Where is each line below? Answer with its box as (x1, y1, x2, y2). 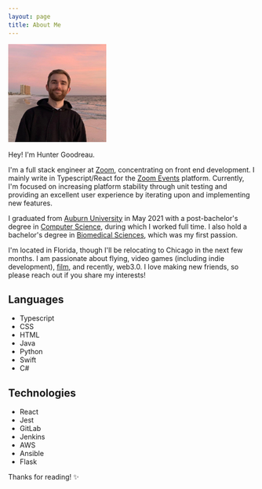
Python (19, 347, 43, 357)
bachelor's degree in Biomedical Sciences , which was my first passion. (8, 230, 238, 239)
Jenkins (19, 432, 45, 442)
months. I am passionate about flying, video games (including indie (8, 253, 225, 263)
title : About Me (8, 20, 61, 29)
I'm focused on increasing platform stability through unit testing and (8, 181, 227, 191)
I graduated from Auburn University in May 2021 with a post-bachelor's (8, 213, 238, 223)
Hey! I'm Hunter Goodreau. (8, 150, 96, 159)
